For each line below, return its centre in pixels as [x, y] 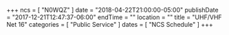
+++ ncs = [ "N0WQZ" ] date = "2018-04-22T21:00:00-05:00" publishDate [112, 10]
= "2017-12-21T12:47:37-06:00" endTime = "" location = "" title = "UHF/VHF [114, 17]
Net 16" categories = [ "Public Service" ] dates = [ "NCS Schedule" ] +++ [110, 24]
